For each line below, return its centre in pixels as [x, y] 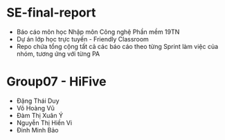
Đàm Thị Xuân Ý [40, 115]
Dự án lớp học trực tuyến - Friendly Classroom [83, 39]
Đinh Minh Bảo [37, 130]
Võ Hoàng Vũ [35, 108]
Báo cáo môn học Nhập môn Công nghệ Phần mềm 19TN [98, 32]
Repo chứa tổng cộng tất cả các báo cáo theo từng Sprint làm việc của [117, 46]
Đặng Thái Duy [38, 101]
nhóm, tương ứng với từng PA [58, 54]
